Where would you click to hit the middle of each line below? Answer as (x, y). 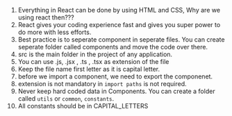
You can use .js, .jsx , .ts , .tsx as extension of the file (93, 61)
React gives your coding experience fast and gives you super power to (119, 25)
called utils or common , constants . (66, 99)
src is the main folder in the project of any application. (95, 54)
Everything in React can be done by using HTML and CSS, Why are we (119, 10)
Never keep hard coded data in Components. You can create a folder (116, 91)
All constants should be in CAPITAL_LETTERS (83, 106)
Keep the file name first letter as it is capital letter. (89, 69)
